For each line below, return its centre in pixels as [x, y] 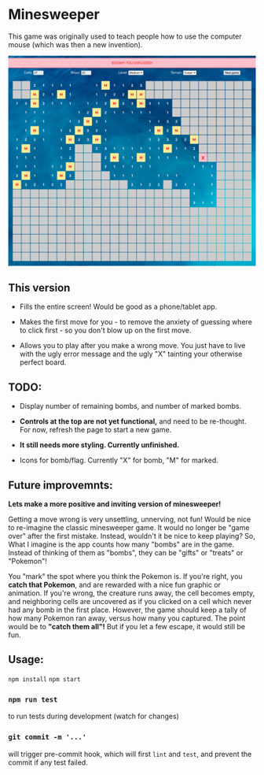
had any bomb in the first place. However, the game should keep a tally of [127, 610]
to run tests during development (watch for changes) [93, 716]
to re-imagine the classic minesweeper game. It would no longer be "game [129, 528]
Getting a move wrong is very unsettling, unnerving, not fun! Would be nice [130, 519]
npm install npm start [44, 679]
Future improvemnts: [60, 485]
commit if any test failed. [48, 762]
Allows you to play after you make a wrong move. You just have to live [132, 346]
